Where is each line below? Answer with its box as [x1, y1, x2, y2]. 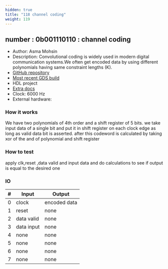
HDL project [12, 80, 38, 86]
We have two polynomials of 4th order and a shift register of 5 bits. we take [5, 120, 161, 126]
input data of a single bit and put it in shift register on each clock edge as [5, 125, 156, 131]
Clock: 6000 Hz [12, 91, 45, 97]
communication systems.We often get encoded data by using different [12, 59, 158, 65]
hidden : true [5, 7, 33, 12]
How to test [5, 148, 34, 155]
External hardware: [12, 96, 52, 102]
